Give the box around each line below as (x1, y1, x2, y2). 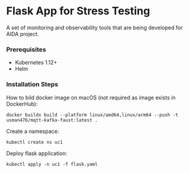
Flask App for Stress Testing (6, 4, 151, 18)
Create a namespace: (6, 128, 59, 135)
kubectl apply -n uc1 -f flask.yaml (6, 161, 98, 167)
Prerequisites (6, 45, 46, 53)
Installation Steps (6, 80, 59, 89)
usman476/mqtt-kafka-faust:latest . (6, 117, 98, 123)
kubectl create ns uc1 (6, 139, 63, 145)
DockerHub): (6, 100, 38, 107)
